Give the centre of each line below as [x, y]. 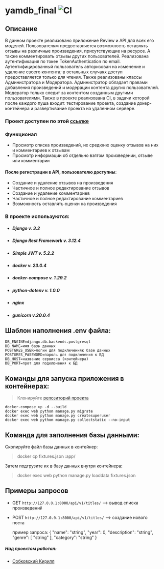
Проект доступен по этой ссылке [47, 121]
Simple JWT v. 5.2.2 [33, 253]
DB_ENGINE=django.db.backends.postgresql [48, 342]
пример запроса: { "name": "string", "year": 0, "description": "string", [83, 532]
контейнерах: [27, 386]
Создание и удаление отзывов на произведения [63, 183]
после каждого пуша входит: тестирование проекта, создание [70, 103]
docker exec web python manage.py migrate [49, 411]
